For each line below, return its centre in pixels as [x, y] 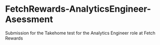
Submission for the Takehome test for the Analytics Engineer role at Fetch [80, 33]
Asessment [29, 19]
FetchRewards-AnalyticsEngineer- [78, 9]
